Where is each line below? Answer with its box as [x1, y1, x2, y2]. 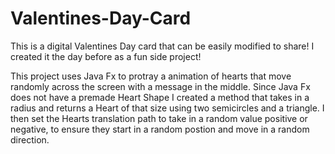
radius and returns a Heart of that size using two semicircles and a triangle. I [10, 102, 325, 114]
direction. [10, 133, 50, 146]
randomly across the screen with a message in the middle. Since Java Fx [10, 80, 311, 92]
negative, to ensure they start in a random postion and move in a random [10, 123, 310, 135]
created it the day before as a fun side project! [10, 50, 202, 62]
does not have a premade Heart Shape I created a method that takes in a [10, 91, 310, 103]
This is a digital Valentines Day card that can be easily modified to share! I [10, 40, 315, 52]
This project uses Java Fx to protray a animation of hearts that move [10, 70, 292, 82]
